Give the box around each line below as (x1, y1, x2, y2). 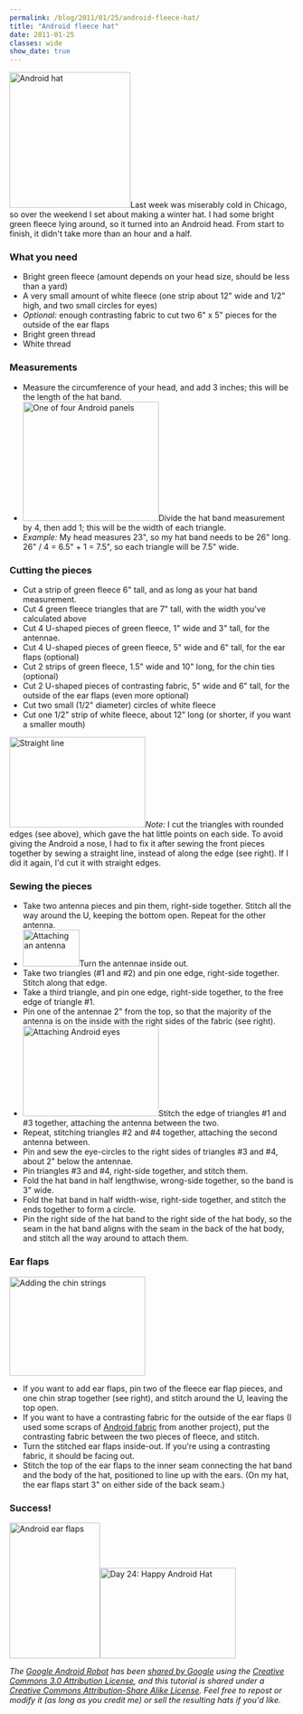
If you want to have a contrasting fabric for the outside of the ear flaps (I (22, 1412, 292, 1423)
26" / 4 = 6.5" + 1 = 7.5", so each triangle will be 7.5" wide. (22, 541, 240, 552)
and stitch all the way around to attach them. (22, 1233, 189, 1244)
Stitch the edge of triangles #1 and (157, 1108, 287, 1119)
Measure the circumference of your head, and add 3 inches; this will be (22, 382, 289, 393)
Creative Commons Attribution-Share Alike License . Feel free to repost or (9, 1684, 282, 1696)
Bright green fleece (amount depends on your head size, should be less (22, 271, 290, 282)
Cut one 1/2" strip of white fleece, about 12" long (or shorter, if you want (22, 709, 291, 720)
